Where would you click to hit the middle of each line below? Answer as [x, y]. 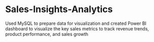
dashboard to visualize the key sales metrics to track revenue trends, [77, 28]
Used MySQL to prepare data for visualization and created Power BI [76, 23]
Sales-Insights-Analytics [59, 9]
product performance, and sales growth [47, 34]
